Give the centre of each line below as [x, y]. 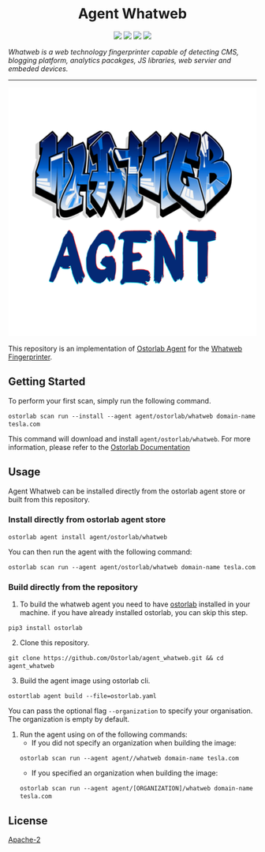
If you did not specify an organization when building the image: [134, 743]
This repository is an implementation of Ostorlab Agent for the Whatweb [125, 348]
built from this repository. [49, 499]
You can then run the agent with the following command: [100, 552]
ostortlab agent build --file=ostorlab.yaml [82, 696]
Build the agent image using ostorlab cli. [85, 681]
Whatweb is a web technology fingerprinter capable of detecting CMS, [123, 51]
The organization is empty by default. [69, 719]
